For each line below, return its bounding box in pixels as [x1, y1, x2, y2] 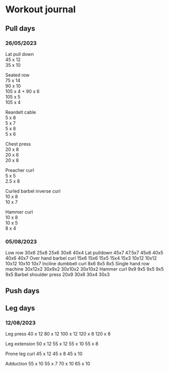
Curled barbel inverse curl [5, 188, 61, 194]
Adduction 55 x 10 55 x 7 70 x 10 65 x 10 [5, 361, 90, 367]
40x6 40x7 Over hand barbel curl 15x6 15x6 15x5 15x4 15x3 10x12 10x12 [5, 255, 157, 261]
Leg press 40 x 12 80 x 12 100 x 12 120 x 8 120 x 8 [5, 331, 111, 337]
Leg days [5, 304, 35, 313]
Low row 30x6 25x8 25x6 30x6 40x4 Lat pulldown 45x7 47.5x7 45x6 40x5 [5, 250, 163, 256]
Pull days [5, 24, 35, 33]
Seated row [5, 72, 30, 78]
